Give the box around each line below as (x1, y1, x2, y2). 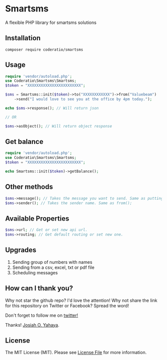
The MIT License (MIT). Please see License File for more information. (5, 350, 147, 356)
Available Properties (5, 214, 70, 223)
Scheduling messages (12, 269, 58, 275)
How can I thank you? (5, 284, 73, 293)
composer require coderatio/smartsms (5, 47, 83, 52)
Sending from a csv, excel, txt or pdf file (12, 264, 94, 270)
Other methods (5, 183, 53, 191)
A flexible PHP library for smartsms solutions (5, 19, 97, 25)
